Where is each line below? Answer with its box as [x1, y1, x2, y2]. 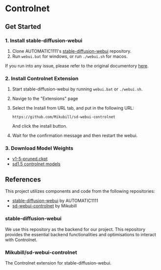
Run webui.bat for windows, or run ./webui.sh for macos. [12, 53, 128, 59]
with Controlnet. [5, 237, 38, 243]
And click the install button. [12, 123, 68, 129]
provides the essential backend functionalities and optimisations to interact [5, 231, 157, 237]
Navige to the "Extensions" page [12, 96, 78, 102]
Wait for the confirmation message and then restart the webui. [12, 133, 138, 138]
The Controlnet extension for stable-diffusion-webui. [5, 260, 112, 266]
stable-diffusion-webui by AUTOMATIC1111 [12, 198, 98, 203]
